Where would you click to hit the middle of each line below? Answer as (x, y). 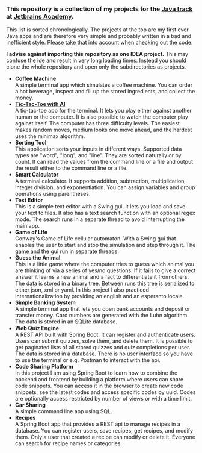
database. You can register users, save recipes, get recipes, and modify (104, 431)
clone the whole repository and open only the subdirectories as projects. (96, 67)
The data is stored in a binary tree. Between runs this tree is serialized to (105, 283)
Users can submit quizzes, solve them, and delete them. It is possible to (104, 341)
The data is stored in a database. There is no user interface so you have (104, 354)
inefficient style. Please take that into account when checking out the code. (99, 42)
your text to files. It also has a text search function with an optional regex (105, 213)
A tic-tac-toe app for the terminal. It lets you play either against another (103, 111)
